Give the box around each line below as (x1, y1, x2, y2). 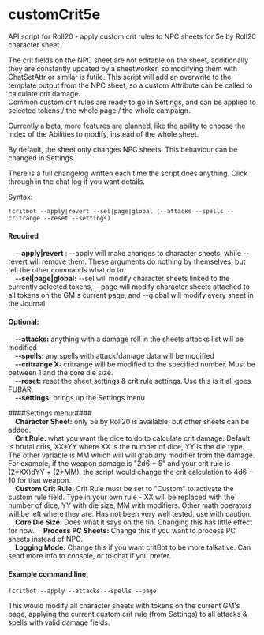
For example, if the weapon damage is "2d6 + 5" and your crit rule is (8, 459, 231, 468)
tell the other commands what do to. (8, 265, 126, 275)
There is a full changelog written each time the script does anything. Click (8, 168, 248, 178)
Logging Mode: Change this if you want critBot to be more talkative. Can (15, 543, 251, 552)
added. (8, 425, 32, 435)
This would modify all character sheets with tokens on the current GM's (8, 600, 240, 610)
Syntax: (8, 192, 33, 201)
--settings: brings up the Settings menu (15, 393, 146, 403)
